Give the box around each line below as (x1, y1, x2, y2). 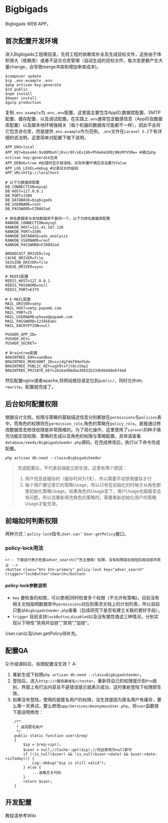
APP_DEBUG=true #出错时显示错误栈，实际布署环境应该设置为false (5, 160, 127, 166)
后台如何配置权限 (5, 400, 58, 408)
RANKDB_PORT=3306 (5, 229, 41, 234)
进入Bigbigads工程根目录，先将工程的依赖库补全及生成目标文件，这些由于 (5, 51, 157, 57)
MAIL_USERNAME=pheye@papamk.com (5, 314, 72, 319)
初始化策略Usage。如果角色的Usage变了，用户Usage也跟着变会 (29, 488, 161, 494)
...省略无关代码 (31, 770, 61, 775)
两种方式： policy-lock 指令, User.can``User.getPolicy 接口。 (5, 531, 129, 537)
